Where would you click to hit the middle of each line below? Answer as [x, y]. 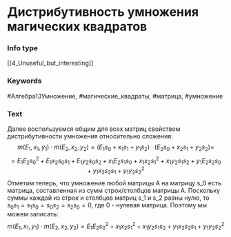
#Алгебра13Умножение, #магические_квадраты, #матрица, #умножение [115, 96]
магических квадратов [77, 27]
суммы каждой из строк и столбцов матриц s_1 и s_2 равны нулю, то [108, 198]
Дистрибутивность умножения [103, 12]
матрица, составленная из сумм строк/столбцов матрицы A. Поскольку [114, 190]
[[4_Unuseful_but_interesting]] [50, 63]
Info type [23, 48]
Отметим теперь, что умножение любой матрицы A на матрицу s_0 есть [114, 183]
